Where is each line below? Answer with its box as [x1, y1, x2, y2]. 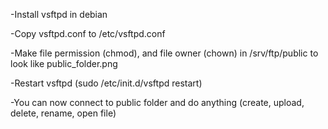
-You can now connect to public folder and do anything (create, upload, [10, 97, 305, 108]
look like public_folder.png [10, 58, 118, 69]
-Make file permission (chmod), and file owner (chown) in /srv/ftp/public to [10, 47, 319, 59]
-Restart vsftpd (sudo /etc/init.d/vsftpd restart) [10, 77, 203, 89]
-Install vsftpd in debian [10, 9, 108, 20]
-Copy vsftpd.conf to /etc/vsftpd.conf [10, 28, 166, 39]
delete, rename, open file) [10, 107, 117, 119]
